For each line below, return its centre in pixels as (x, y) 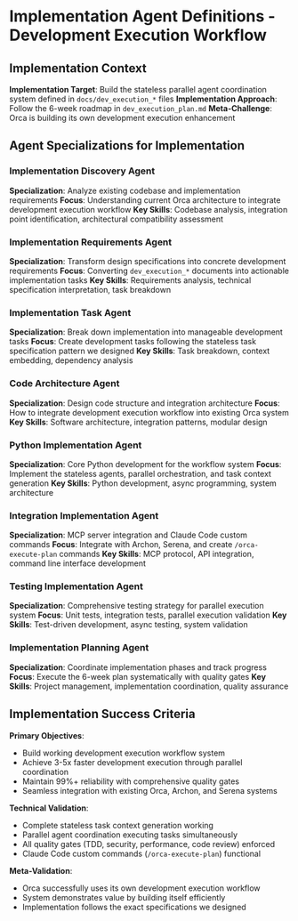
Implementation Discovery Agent (82, 171)
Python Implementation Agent (76, 445)
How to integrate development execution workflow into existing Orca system (149, 412)
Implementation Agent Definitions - (142, 16)
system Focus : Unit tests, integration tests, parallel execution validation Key (148, 615)
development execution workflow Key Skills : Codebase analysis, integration (149, 209)
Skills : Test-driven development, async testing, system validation (129, 625)
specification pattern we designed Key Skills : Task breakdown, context (140, 351)
